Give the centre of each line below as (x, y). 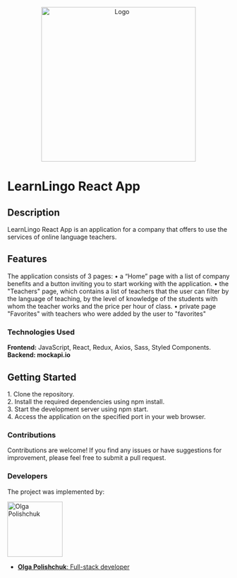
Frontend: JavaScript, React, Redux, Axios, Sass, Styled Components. (109, 348)
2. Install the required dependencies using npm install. (86, 401)
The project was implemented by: (56, 491)
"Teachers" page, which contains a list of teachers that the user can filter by (118, 291)
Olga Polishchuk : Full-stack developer (73, 567)
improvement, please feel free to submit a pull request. (87, 458)
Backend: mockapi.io (39, 355)
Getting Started (42, 377)
